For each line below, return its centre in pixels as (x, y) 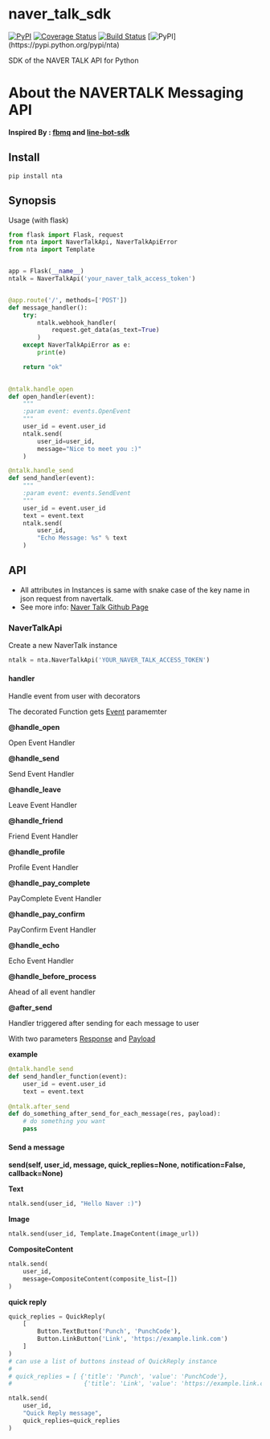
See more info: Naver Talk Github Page (84, 607)
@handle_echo (34, 945)
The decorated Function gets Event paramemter (88, 711)
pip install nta (35, 176)
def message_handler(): (48, 307)
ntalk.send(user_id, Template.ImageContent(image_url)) (104, 1234)
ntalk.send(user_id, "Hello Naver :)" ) (75, 1204)
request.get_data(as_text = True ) (105, 330)
